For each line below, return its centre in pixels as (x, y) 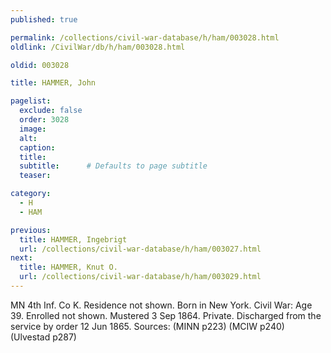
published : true (44, 19)
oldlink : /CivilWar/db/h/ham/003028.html (98, 47)
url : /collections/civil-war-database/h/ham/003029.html (140, 277)
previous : (31, 230)
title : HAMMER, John (53, 83)
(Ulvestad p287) (43, 337)
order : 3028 (44, 120)
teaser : (35, 176)
